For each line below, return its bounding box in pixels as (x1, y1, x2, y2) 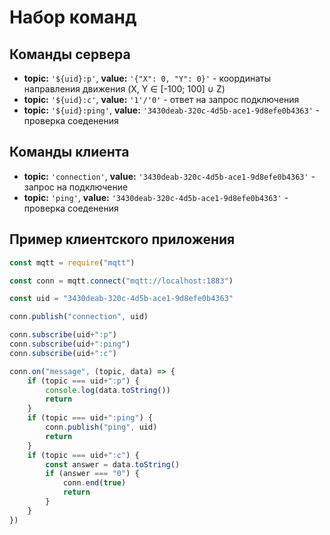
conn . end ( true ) (62, 478, 127, 488)
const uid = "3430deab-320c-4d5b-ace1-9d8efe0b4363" (9, 294, 234, 304)
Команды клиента (9, 144, 130, 161)
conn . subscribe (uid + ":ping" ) (9, 339, 131, 349)
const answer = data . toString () (45, 459, 181, 470)
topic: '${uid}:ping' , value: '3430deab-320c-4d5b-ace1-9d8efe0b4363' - (23, 104, 321, 116)
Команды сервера (9, 46, 131, 63)
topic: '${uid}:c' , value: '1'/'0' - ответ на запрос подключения (23, 94, 300, 105)
